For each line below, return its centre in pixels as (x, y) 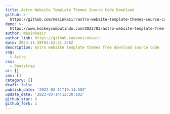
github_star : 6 (21, 99)
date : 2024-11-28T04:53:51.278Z (39, 43)
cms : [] (13, 76)
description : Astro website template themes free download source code (82, 47)
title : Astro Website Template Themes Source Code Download (70, 10)
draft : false (19, 85)
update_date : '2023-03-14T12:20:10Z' (45, 94)
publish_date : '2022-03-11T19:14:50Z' (46, 90)
